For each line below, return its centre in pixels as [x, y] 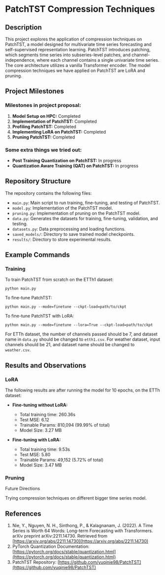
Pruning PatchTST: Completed [44, 137]
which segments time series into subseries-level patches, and [68, 55]
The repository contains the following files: [49, 193]
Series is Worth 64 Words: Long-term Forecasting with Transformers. [82, 531]
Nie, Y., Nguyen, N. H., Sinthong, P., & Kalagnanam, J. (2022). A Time [82, 526]
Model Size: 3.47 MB [41, 465]
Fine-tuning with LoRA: [36, 440]
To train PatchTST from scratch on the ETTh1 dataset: [59, 280]
